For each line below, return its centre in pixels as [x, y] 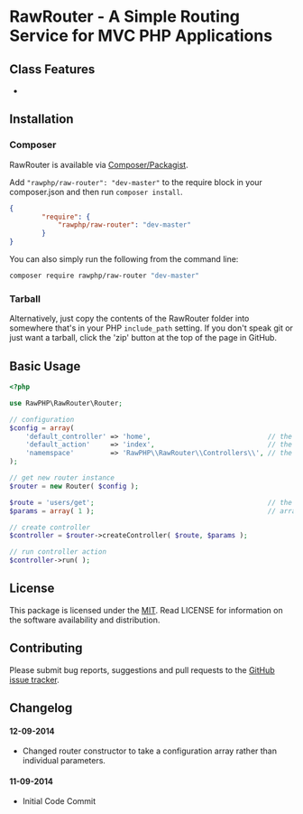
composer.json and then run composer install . [96, 192]
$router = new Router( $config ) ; [74, 486]
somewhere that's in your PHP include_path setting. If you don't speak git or [151, 328]
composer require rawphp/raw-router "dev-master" [105, 276]
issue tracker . [35, 679]
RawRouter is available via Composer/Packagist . [99, 164]
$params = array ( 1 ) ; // [143, 511]
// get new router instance [62, 478]
